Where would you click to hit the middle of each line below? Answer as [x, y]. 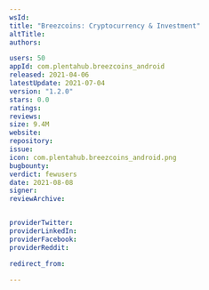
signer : [24, 191]
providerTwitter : [41, 223]
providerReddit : [39, 247]
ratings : [25, 108]
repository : [31, 141]
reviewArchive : [37, 199]
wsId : [19, 17]
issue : [21, 149]
